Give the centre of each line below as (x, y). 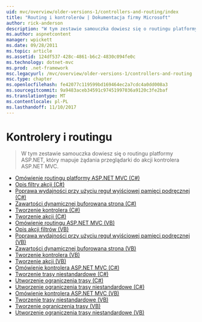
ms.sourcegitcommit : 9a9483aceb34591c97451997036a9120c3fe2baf (87, 90)
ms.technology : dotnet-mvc (40, 62)
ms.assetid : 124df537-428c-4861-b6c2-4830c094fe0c (71, 57)
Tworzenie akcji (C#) (41, 216)
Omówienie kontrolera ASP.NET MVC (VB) (67, 294)
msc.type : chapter (29, 79)
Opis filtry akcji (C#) (40, 185)
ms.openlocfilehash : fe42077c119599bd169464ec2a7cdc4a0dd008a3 (87, 85)
